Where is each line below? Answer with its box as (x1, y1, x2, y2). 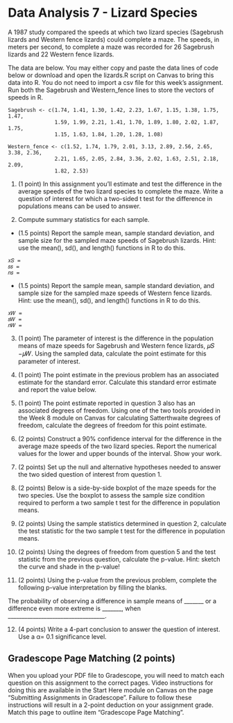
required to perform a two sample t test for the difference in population (17, 498, 221, 507)
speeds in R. (8, 93, 44, 102)
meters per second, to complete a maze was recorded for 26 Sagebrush (8, 42, 214, 51)
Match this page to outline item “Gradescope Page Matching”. (8, 708, 184, 716)
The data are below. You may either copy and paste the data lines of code (8, 63, 219, 72)
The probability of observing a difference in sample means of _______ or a (8, 596, 217, 605)
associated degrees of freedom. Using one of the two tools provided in (17, 406, 221, 415)
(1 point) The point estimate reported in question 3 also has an (17, 399, 196, 407)
